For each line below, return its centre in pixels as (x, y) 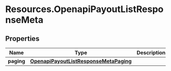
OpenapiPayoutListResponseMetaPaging (81, 61)
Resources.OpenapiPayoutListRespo (84, 9)
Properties (22, 39)
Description (151, 53)
